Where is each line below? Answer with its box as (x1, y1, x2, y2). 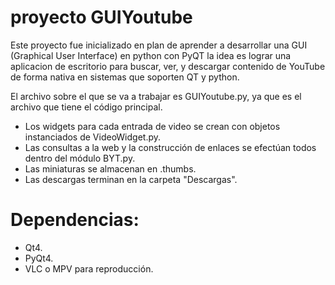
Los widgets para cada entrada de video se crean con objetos (24, 120, 281, 132)
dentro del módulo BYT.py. (24, 152, 136, 164)
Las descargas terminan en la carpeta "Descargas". (24, 173, 238, 185)
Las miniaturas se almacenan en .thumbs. (24, 162, 197, 175)
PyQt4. (24, 252, 54, 264)
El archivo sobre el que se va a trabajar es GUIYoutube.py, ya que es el (10, 90, 302, 102)
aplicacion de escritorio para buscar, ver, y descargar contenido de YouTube (10, 60, 326, 72)
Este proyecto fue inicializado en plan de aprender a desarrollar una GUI (10, 39, 308, 51)
